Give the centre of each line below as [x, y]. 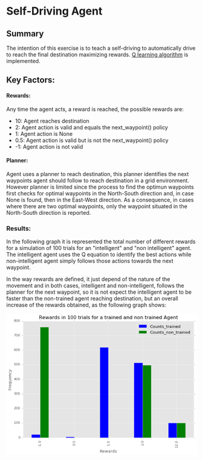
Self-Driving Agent [54, 11]
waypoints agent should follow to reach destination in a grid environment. [98, 180]
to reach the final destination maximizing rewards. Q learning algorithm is [97, 55]
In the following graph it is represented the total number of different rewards [101, 242]
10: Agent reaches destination [52, 121]
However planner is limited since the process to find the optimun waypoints [100, 187]
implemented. [23, 61]
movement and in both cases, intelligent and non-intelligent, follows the [95, 286]
